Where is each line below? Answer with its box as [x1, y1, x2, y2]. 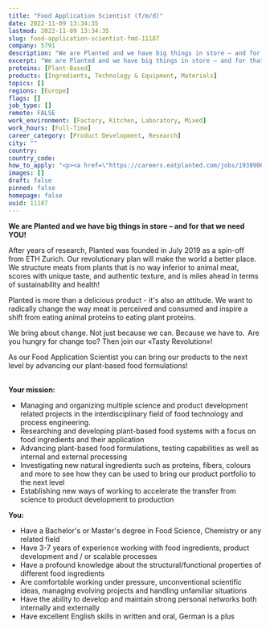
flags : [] [8, 94, 42, 102]
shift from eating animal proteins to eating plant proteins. [8, 312, 196, 322]
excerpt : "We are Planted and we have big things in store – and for [8, 57, 247, 65]
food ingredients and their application [19, 434, 145, 444]
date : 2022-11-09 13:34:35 [8, 19, 99, 27]
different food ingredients [19, 569, 105, 578]
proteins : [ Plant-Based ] [8, 64, 92, 72]
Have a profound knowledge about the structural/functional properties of [19, 560, 262, 569]
